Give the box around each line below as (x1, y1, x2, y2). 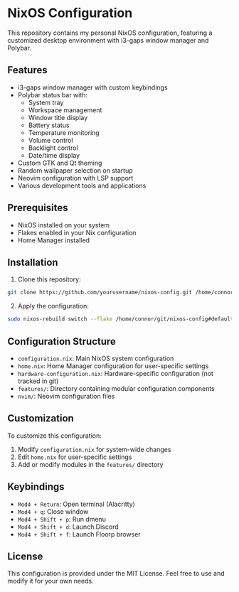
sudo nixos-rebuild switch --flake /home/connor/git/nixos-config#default (7, 316, 234, 323)
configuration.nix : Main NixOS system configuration (17, 354, 174, 362)
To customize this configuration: (7, 431, 102, 440)
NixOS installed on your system (17, 220, 110, 229)
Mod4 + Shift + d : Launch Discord (17, 522, 119, 531)
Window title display (28, 113, 88, 122)
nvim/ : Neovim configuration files (17, 392, 115, 400)
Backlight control (28, 144, 78, 152)
